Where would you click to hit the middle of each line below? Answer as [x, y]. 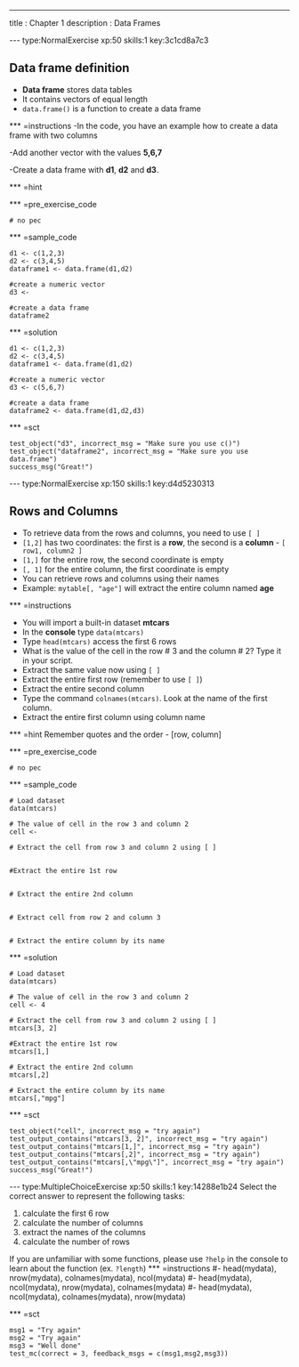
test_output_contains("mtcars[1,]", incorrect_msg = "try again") [135, 1146]
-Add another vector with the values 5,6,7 [86, 152]
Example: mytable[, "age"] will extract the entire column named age [148, 587]
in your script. [48, 660]
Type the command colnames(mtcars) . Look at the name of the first [145, 698]
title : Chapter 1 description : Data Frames [85, 23]
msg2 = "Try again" [45, 1338]
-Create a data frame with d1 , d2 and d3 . [84, 169]
